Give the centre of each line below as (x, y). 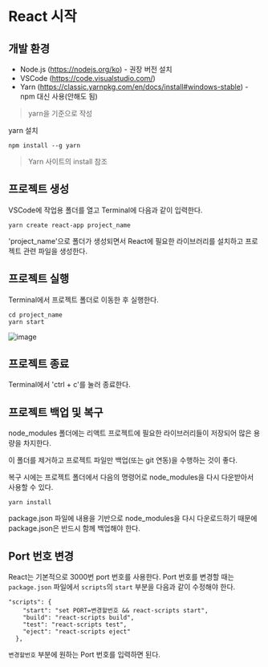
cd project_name (35, 315)
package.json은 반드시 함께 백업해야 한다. (74, 528)
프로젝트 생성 (39, 189)
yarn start (26, 321)
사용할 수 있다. (31, 487)
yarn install (30, 503)
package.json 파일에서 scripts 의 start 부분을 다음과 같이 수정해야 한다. (122, 587)
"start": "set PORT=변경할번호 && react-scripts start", (116, 611)
